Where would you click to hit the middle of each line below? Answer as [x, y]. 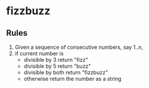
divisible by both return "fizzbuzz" [66, 72]
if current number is [39, 54]
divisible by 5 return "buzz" [57, 66]
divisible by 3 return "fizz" [56, 60]
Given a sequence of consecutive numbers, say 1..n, [79, 47]
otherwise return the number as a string [72, 79]
